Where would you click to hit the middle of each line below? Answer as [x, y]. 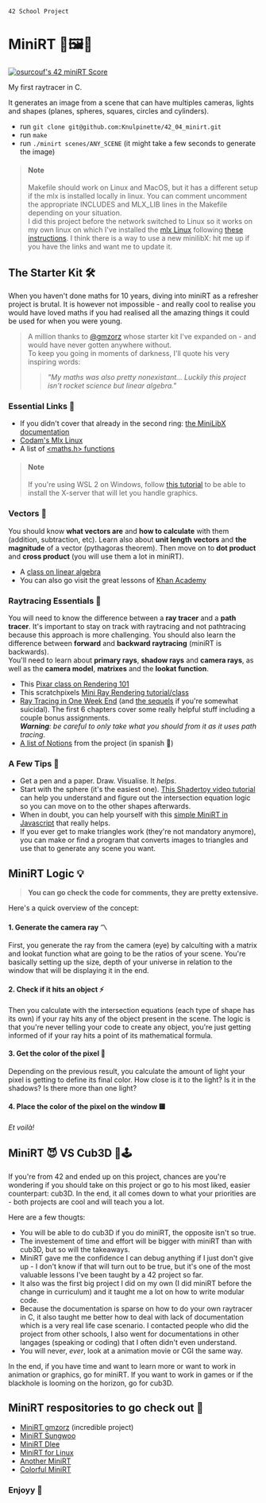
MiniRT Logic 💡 [46, 873]
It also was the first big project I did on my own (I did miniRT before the [136, 1283]
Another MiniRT [45, 1461]
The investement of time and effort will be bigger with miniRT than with [136, 1241]
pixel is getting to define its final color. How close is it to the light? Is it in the [132, 1080]
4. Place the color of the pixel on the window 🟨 [87, 1107]
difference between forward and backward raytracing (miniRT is [115, 643]
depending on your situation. [75, 213]
